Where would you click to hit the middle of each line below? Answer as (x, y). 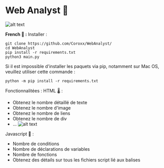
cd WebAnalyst (20, 48)
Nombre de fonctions (35, 154)
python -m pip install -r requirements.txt (52, 81)
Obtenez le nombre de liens (41, 113)
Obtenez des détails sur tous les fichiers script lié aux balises (76, 160)
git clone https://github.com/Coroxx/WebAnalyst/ (59, 43)
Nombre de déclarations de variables (51, 149)
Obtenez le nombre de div (40, 118)
